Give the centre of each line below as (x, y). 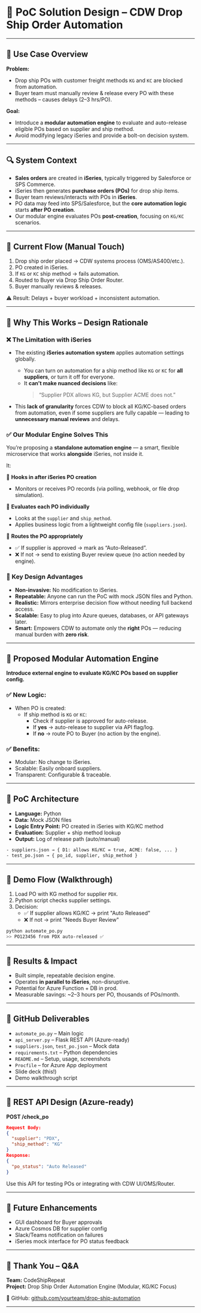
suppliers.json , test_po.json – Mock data (67, 1046)
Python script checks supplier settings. (63, 900)
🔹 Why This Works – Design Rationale (77, 322)
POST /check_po (28, 1116)
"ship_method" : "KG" (37, 1144)
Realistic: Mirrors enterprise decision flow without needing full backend (103, 602)
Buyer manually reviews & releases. (59, 287)
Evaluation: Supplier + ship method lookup (68, 832)
